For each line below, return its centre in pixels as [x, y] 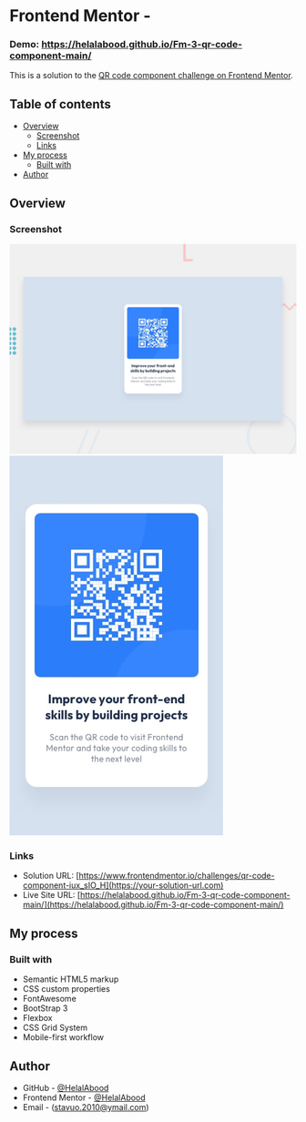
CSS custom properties [66, 989]
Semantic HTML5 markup [71, 979]
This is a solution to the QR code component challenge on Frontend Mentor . [151, 76]
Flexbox [37, 1018]
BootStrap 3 [45, 1008]
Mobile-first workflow [63, 1037]
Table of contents [60, 104]
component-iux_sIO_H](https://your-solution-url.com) [123, 885]
